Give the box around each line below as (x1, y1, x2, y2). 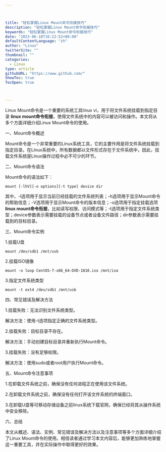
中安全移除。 (5, 408, 31, 414)
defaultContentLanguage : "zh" (5, 39, 68, 44)
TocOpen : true (5, 80, 35, 85)
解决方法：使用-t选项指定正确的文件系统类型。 (5, 318, 100, 323)
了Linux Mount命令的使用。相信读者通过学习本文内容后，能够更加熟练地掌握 (5, 435, 161, 441)
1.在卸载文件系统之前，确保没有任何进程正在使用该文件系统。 (5, 381, 130, 387)
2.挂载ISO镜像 (5, 258, 34, 264)
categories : (5, 57, 30, 62)
